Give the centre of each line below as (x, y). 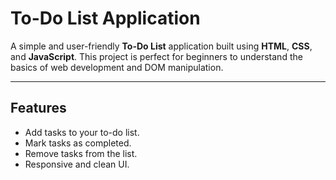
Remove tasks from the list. (81, 153)
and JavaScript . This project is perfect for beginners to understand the (156, 56)
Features (38, 108)
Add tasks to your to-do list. (82, 132)
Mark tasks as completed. (78, 143)
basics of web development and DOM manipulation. (117, 67)
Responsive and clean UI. (77, 164)
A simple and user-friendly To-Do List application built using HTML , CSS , (161, 46)
